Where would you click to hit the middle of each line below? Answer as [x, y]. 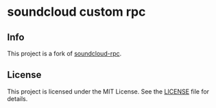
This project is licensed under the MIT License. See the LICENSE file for [108, 91]
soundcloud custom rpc [76, 12]
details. [17, 98]
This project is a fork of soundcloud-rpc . [64, 53]
